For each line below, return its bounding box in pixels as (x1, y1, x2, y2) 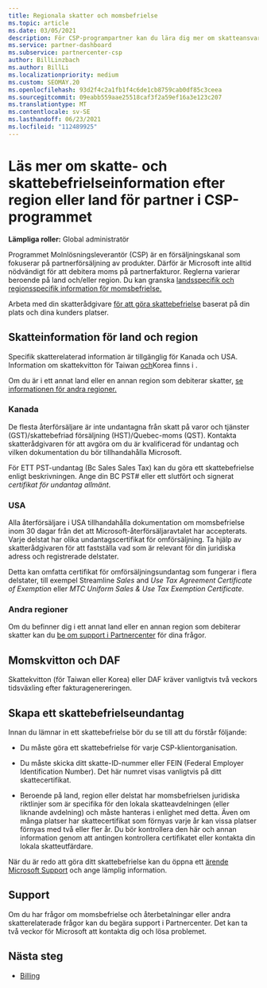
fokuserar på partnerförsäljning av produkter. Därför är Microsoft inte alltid (8, 258, 252, 268)
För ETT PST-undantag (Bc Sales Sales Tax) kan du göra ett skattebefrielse (8, 463, 254, 472)
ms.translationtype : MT (8, 100, 87, 108)
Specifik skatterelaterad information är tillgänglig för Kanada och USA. (8, 351, 238, 361)
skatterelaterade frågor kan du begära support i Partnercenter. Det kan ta (8, 918, 248, 927)
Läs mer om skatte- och (8, 157, 168, 175)
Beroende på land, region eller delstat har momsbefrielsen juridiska (19, 790, 240, 801)
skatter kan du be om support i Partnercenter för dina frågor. (8, 630, 207, 640)
